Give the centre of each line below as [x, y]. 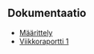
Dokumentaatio [47, 13]
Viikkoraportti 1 [44, 41]
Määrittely [36, 32]
